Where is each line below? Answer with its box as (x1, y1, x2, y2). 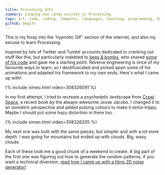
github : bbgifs (5, 21, 36, 26)
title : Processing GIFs (5, 7, 54, 12)
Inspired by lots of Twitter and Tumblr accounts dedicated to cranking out (5, 49, 154, 55)
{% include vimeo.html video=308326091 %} (5, 84, 97, 91)
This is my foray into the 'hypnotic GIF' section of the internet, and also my (5, 34, 156, 40)
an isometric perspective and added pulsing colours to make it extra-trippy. (5, 104, 158, 110)
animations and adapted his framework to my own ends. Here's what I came (5, 70, 159, 76)
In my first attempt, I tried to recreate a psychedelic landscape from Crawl (5, 94, 155, 100)
